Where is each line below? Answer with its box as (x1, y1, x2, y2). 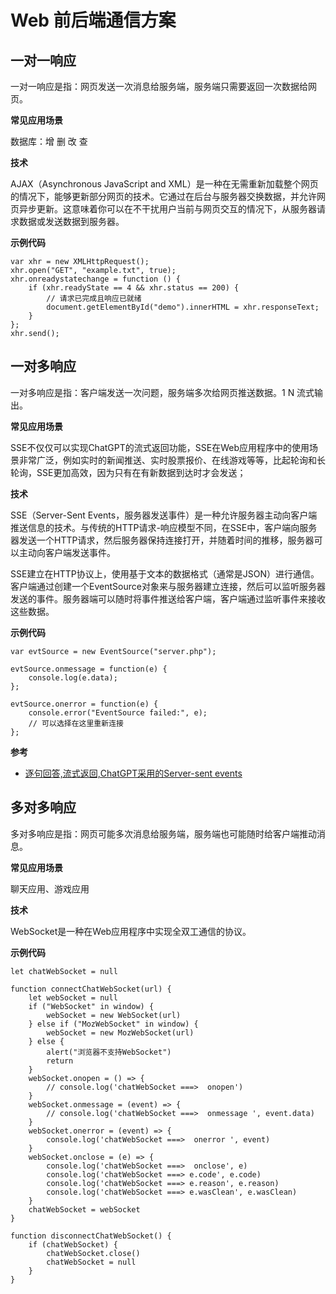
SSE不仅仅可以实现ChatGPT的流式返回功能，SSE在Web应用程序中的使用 (10, 441, 310, 453)
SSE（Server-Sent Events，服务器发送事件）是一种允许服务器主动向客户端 (10, 509, 318, 521)
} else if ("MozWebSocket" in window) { (28, 1019, 199, 1029)
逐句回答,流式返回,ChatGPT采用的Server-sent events (24, 767, 243, 779)
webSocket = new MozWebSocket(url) (46, 1027, 195, 1038)
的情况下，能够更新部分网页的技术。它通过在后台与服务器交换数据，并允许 (10, 191, 317, 202)
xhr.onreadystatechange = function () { (10, 274, 182, 284)
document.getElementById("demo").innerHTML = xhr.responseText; (46, 302, 320, 312)
